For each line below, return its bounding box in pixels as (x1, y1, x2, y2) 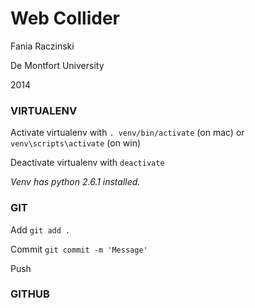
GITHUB (10, 287, 50, 301)
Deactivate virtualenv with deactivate (10, 157, 165, 169)
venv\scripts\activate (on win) (10, 137, 142, 149)
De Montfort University (10, 59, 105, 71)
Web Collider (10, 7, 120, 30)
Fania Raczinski (10, 40, 75, 52)
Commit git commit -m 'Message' (10, 243, 148, 255)
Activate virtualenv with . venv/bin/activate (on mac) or (10, 127, 245, 139)
